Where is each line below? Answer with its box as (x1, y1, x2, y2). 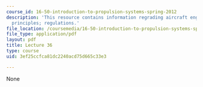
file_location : (6, 25, 45, 32)
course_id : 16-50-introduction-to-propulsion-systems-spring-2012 (6, 8, 177, 15)
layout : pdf (6, 37, 36, 43)
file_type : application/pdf (6, 31, 77, 37)
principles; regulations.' (11, 20, 80, 26)
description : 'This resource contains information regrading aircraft (6, 14, 188, 20)
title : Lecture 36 (6, 43, 53, 49)
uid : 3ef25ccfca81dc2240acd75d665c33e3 (6, 53, 107, 59)
